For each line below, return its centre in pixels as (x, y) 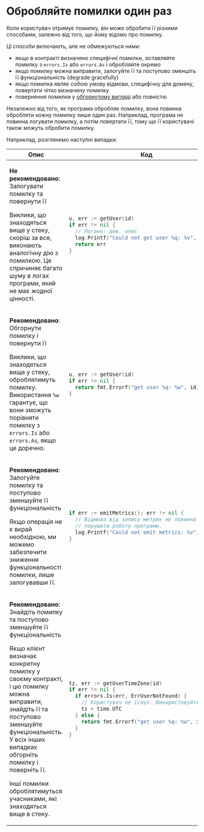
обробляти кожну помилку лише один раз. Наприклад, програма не (95, 115)
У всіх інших (27, 739)
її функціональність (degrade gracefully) (67, 77)
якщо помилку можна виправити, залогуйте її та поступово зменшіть (105, 70)
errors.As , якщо (33, 440)
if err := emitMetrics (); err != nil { (126, 513)
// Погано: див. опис (106, 231)
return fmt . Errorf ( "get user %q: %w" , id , (137, 387)
